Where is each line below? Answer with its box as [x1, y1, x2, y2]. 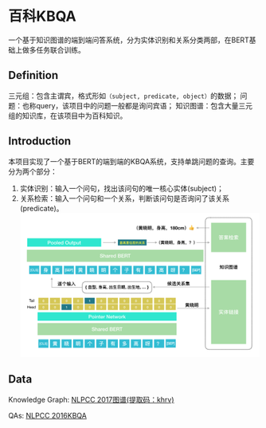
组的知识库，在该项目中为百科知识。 [8, 111, 127, 120]
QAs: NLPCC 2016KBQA [8, 410, 88, 420]
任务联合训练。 [35, 45, 85, 54]
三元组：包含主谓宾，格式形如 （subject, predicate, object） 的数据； [8, 91, 239, 100]
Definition [8, 69, 58, 82]
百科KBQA [8, 7, 77, 26]
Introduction [8, 135, 72, 148]
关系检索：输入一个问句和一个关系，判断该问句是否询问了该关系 [19, 193, 229, 203]
